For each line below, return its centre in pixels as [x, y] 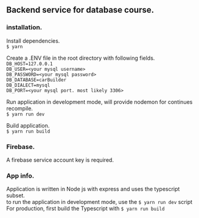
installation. [24, 27]
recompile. [20, 108]
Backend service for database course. [80, 10]
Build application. [28, 125]
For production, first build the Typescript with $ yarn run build [86, 209]
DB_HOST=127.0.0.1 [30, 64]
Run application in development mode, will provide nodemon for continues [100, 102]
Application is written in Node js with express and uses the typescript [93, 189]
